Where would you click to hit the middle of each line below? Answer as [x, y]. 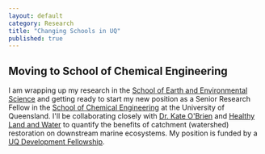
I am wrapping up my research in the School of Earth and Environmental [128, 90]
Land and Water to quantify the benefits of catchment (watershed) [119, 125]
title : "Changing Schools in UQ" [65, 31]
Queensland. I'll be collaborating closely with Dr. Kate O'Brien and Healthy [132, 116]
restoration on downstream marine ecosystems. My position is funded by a [133, 133]
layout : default [36, 16]
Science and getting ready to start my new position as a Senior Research [129, 99]
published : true [36, 38]
